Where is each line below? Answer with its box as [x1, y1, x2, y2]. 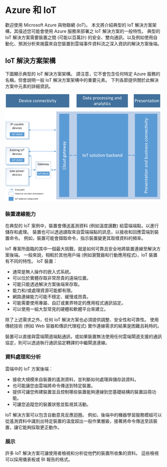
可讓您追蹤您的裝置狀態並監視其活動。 [12, 401, 91, 407]
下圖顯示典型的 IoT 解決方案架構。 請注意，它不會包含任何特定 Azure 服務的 [5, 71, 161, 77]
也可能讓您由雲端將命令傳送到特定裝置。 [12, 382, 95, 388]
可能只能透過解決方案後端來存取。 [12, 281, 83, 287]
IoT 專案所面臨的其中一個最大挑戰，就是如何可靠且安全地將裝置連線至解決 [5, 246, 157, 252]
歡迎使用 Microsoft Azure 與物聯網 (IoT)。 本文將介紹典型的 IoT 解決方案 [5, 22, 153, 28]
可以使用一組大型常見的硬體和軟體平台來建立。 [12, 306, 108, 312]
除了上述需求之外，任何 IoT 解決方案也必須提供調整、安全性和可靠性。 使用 [5, 317, 159, 323]
